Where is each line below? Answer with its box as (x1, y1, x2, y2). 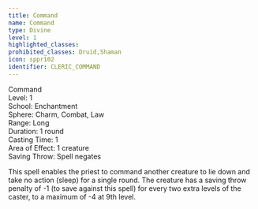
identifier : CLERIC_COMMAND (8, 63, 101, 71)
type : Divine (8, 26, 51, 34)
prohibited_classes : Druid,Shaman (8, 48, 122, 56)
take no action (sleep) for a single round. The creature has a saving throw (8, 175, 247, 185)
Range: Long (8, 118, 50, 127)
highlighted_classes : (8, 41, 80, 49)
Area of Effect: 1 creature (8, 143, 89, 152)
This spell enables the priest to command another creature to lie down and (8, 166, 251, 176)
